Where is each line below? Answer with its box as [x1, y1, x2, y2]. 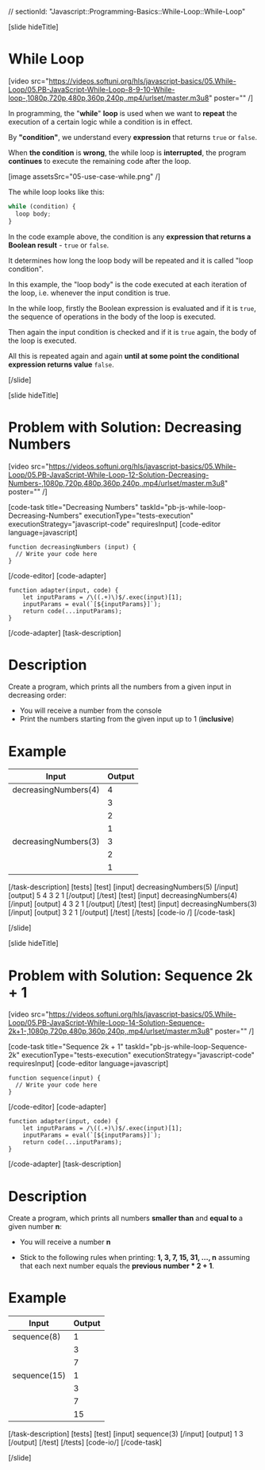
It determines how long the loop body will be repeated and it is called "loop [8, 255, 254, 265]
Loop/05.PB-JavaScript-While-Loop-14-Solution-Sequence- [8, 1018, 205, 1028]
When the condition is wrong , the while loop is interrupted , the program [8, 147, 247, 157]
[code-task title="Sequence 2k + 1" [8, 1042, 125, 1052]
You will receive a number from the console [19, 706, 163, 715]
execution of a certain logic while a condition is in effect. [8, 117, 193, 126]
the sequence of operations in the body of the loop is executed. [8, 312, 217, 321]
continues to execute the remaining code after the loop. [8, 156, 192, 165]
